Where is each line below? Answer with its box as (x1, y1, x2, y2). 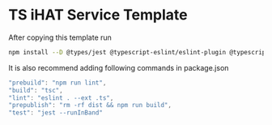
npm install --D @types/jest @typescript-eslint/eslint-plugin (8, 48, 227, 56)
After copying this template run (8, 32, 112, 42)
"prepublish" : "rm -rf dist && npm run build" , (8, 101, 172, 110)
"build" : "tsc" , (8, 86, 63, 94)
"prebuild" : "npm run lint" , (8, 79, 107, 87)
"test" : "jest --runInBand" (8, 109, 104, 117)
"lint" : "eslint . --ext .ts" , (8, 93, 114, 102)
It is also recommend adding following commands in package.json (8, 62, 229, 72)
